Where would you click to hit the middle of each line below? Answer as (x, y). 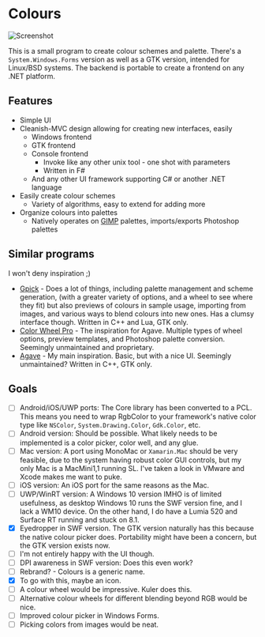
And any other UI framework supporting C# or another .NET (129, 179)
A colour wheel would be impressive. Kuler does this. (106, 589)
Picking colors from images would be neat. (89, 624)
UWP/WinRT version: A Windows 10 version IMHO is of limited (121, 494)
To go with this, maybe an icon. (70, 580)
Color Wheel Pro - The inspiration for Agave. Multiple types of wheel (131, 330)
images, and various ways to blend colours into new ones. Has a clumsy (137, 314)
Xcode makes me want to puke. (71, 477)
